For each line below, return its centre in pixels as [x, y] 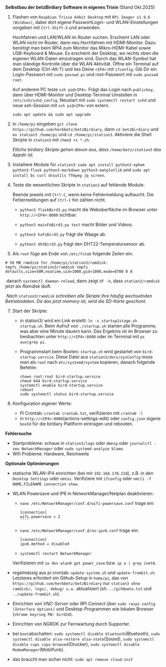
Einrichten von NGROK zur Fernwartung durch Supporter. [71, 624]
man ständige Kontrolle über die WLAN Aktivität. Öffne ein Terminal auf [85, 64]
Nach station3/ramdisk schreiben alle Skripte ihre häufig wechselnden [79, 296]
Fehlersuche [18, 433]
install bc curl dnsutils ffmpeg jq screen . [59, 175]
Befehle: [28, 368]
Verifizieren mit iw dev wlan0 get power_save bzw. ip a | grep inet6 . [84, 563]
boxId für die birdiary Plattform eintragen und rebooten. [77, 424]
